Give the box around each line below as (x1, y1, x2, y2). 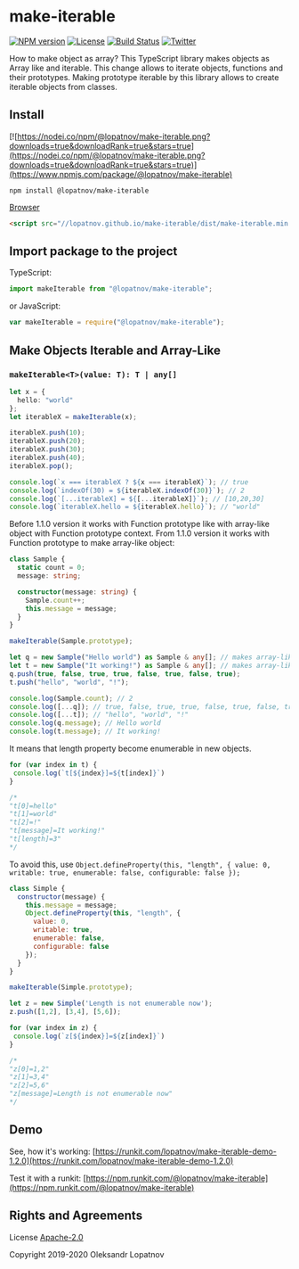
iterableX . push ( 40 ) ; (9, 453, 86, 462)
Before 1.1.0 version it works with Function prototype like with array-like (9, 519, 270, 530)
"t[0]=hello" (9, 801, 58, 811)
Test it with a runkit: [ (9, 1173, 86, 1183)
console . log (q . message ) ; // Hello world (9, 719, 162, 728)
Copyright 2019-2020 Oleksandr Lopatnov (9, 1248, 165, 1259)
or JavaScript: (9, 301, 61, 311)
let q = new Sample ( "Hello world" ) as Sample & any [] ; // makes (9, 653, 253, 662)
